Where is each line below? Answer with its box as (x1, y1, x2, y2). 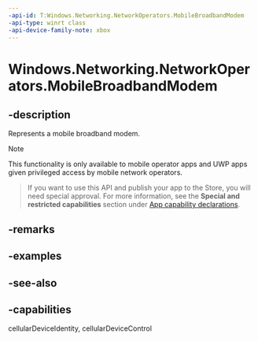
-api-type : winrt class (8, 19, 87, 27)
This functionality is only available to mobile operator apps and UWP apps (8, 159, 248, 169)
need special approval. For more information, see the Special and (27, 191, 240, 201)
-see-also (8, 276, 57, 290)
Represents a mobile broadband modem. (8, 129, 140, 139)
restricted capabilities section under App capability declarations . (27, 200, 241, 209)
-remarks (8, 222, 55, 236)
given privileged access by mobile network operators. (8, 168, 183, 177)
